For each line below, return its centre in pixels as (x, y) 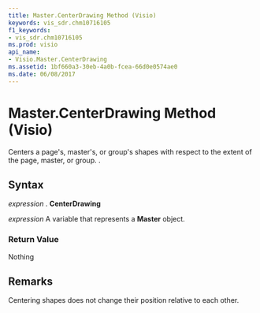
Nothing (21, 256)
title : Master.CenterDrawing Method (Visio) (82, 15)
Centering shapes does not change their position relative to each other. (124, 300)
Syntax (26, 185)
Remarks (31, 282)
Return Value (33, 240)
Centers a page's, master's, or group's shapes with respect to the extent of (130, 151)
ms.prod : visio (33, 45)
